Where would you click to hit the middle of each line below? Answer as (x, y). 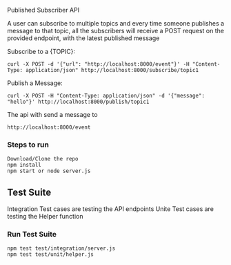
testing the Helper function (45, 217)
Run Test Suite (32, 235)
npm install (24, 165)
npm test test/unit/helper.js (51, 255)
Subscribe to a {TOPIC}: (41, 52)
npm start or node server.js (49, 171)
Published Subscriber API (43, 10)
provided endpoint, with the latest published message (83, 38)
